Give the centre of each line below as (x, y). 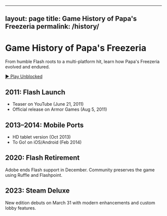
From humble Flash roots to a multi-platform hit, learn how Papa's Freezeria (83, 62)
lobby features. (21, 208)
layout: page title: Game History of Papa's (71, 19)
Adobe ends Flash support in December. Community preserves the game (80, 170)
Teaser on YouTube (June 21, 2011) (48, 104)
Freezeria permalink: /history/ (52, 27)
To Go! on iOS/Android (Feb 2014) (47, 142)
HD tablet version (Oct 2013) (42, 137)
